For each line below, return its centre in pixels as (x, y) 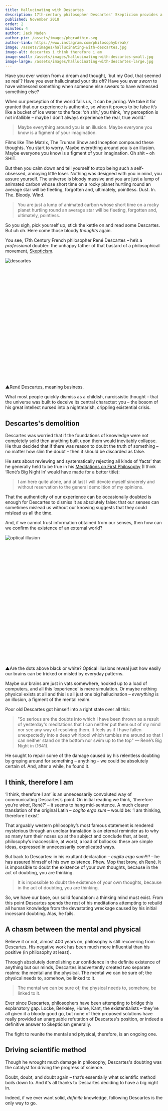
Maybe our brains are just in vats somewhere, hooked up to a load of (76, 683)
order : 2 (14, 24)
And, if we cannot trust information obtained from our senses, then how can (83, 522)
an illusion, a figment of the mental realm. (48, 700)
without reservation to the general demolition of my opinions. (80, 487)
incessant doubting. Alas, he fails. (40, 914)
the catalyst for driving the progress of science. (54, 1067)
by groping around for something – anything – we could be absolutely (77, 761)
